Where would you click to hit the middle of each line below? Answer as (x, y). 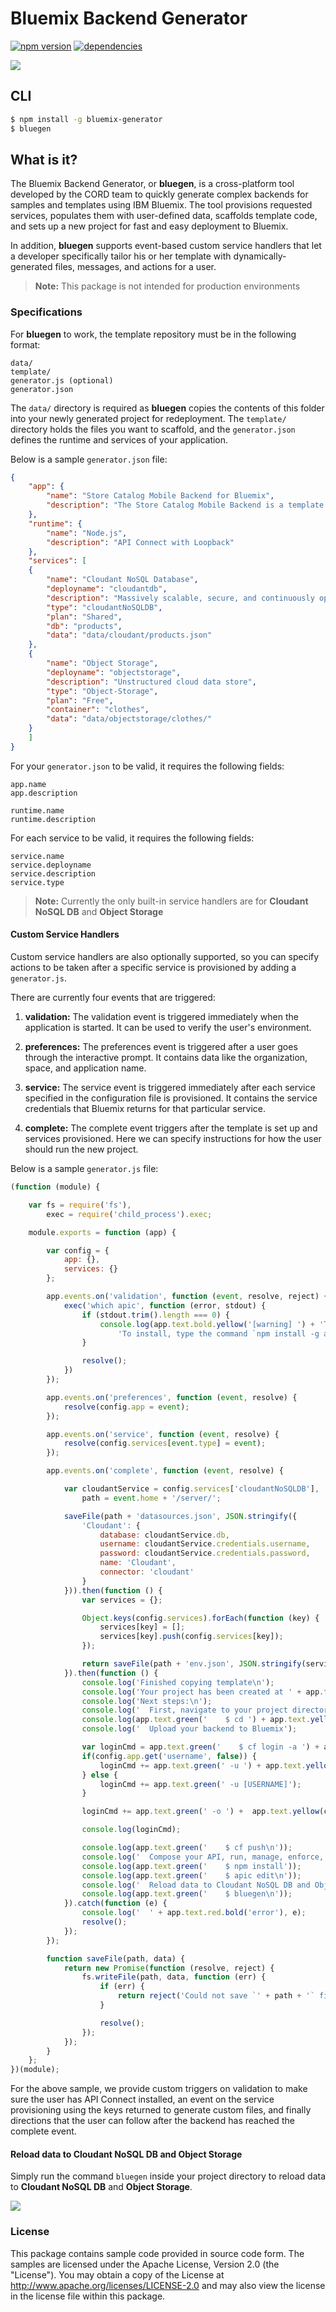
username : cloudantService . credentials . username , (205, 1544)
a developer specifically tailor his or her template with (121, 256)
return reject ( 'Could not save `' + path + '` (216, 1996)
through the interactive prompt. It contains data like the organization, (166, 1058)
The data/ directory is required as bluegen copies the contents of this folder (167, 408)
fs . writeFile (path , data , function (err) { (174, 1977)
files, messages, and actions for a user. (135, 267)
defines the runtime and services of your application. (119, 439)
